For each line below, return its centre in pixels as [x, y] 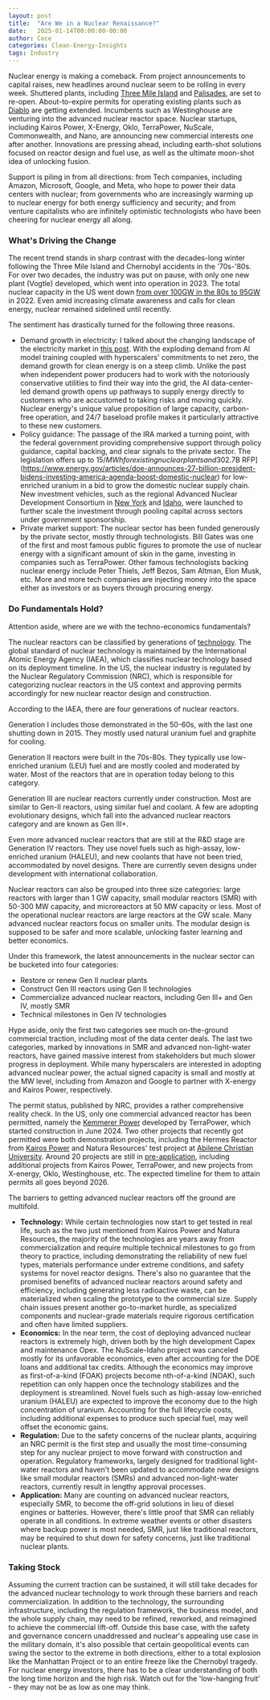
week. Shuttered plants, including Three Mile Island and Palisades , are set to [135, 93]
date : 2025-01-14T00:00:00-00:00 [68, 31]
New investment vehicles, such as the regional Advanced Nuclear [129, 494]
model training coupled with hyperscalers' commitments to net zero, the [139, 358]
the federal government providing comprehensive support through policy [141, 443]
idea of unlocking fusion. [49, 161]
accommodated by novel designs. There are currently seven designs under [133, 865]
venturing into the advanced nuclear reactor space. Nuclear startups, [123, 119]
